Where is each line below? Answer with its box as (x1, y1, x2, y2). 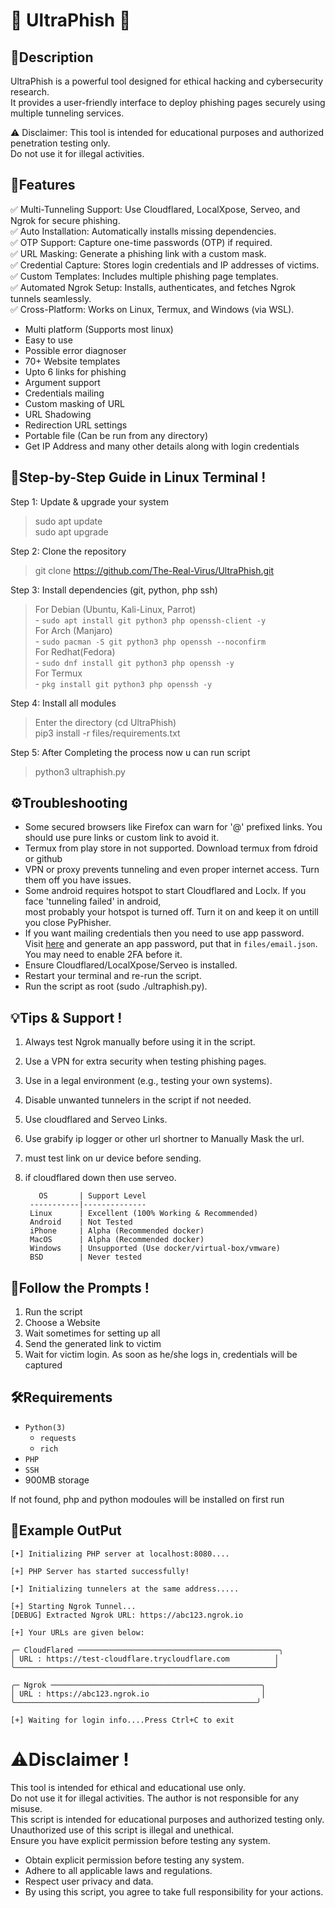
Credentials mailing (24, 387, 105, 399)
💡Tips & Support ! (10, 1009, 123, 1026)
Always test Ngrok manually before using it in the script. (24, 1036, 256, 1048)
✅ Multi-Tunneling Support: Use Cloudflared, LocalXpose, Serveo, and (10, 203, 301, 215)
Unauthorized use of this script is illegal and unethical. (10, 1824, 235, 1836)
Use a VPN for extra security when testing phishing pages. (24, 1055, 267, 1068)
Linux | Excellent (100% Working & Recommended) (29, 1209, 259, 1219)
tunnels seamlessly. (10, 292, 92, 304)
